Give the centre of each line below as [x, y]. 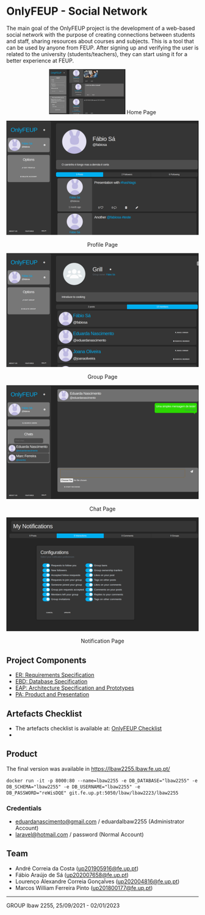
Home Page [142, 112]
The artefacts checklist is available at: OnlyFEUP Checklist [88, 728]
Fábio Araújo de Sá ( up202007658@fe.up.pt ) [72, 875]
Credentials [24, 808]
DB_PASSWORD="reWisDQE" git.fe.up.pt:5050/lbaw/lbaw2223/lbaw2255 [92, 793]
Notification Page [103, 641]
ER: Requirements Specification [55, 675]
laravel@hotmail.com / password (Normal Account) [80, 834]
